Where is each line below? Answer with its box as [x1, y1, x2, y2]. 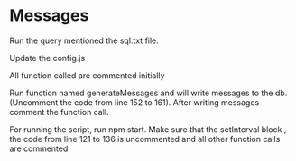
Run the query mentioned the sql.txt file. [9, 35, 160, 46]
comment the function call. [9, 106, 109, 117]
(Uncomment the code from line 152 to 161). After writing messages [9, 96, 260, 108]
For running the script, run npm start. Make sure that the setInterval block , [9, 123, 287, 135]
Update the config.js [9, 52, 86, 63]
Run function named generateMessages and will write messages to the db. [9, 87, 288, 98]
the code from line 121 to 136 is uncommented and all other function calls [9, 133, 281, 144]
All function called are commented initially [9, 69, 165, 81]
